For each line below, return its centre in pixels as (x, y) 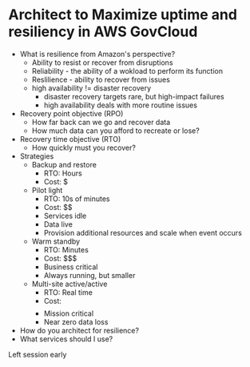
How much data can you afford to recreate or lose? (115, 131)
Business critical (71, 267)
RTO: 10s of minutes (77, 199)
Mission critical (69, 313)
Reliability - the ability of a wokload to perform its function (127, 71)
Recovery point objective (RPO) (71, 113)
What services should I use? (66, 339)
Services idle (65, 216)
